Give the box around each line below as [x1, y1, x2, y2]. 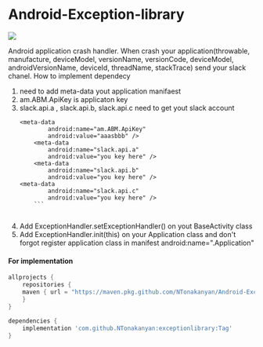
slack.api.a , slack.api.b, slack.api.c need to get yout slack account [19, 103, 235, 112]
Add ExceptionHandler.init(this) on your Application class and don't [19, 229, 236, 239]
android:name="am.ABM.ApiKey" [48, 125, 146, 133]
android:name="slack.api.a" [48, 145, 139, 154]
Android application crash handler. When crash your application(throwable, [8, 46, 250, 56]
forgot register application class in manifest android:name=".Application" [19, 238, 254, 247]
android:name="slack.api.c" [48, 187, 139, 195]
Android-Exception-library [8, 5, 186, 24]
